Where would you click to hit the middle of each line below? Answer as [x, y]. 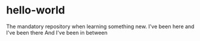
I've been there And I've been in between [57, 32]
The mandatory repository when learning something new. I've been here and [100, 26]
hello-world [36, 10]
